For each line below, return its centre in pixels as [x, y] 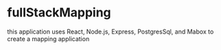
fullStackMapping [59, 13]
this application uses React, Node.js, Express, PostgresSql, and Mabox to [110, 32]
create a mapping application [48, 38]
